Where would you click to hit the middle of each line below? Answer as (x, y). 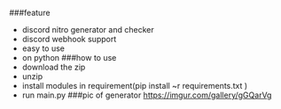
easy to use (43, 48)
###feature (30, 13)
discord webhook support (69, 39)
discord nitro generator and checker (88, 29)
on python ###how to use (69, 58)
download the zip (54, 67)
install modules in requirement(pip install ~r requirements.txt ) (135, 86)
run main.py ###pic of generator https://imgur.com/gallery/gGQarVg (147, 95)
